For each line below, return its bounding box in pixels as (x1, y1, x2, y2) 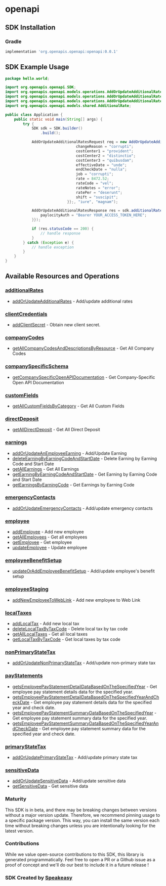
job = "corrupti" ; (76, 172, 114, 177)
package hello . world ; (5, 76, 50, 81)
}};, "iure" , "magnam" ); (67, 199, 119, 204)
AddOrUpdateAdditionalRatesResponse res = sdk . (31, 208, 132, 213)
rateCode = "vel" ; (76, 181, 114, 186)
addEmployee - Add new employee (12, 529, 84, 535)
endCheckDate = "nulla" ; (76, 167, 127, 172)
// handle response (40, 231, 81, 236)
